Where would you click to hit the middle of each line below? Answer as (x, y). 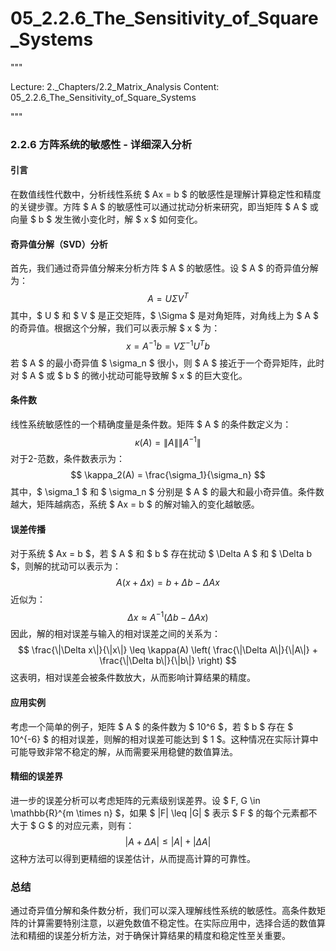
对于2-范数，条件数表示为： (67, 459)
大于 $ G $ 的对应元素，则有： (72, 825)
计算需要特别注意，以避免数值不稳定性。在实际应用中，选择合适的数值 (172, 923)
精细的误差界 (36, 776)
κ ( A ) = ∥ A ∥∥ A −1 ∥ (168, 441)
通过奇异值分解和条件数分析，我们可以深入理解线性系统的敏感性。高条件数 (163, 910)
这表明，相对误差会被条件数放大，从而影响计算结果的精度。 (133, 678)
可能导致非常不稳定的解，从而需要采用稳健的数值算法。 (124, 751)
